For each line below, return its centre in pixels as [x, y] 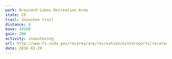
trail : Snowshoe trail [29, 19]
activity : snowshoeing [29, 39]
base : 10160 [18, 29]
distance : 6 [18, 24]
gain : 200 [16, 34]
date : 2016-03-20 [24, 48]
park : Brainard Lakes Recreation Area [47, 10]
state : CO [16, 15]
